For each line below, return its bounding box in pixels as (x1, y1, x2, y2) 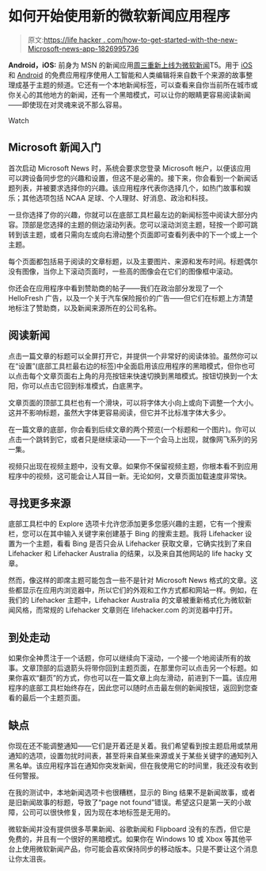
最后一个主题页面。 (21, 693, 85, 703)
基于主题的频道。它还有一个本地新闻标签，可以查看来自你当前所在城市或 (21, 80, 258, 90)
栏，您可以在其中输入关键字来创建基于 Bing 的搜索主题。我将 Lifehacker (8, 529, 244, 539)
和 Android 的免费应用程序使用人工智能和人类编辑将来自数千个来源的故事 (8, 70, 246, 79)
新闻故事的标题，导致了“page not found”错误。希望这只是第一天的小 (21, 798, 245, 807)
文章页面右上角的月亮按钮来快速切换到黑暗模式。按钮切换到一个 (42, 370, 251, 381)
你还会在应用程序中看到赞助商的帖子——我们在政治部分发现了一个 (8, 283, 223, 293)
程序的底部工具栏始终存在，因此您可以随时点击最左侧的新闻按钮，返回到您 (8, 683, 251, 693)
